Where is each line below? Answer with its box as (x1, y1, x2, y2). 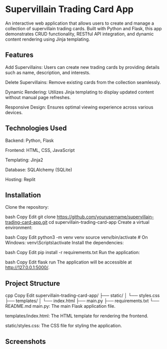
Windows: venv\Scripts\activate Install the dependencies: (5, 240, 124, 246)
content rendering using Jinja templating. (5, 36, 90, 42)
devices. (5, 109, 23, 115)
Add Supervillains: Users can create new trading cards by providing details (5, 64, 159, 70)
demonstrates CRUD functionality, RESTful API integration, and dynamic (5, 31, 154, 37)
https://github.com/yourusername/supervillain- (57, 214, 154, 220)
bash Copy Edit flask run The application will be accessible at (5, 259, 132, 265)
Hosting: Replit (5, 176, 36, 182)
